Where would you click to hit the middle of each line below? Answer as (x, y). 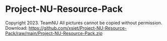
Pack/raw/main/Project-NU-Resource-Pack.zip (54, 33)
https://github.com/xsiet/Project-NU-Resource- (78, 28)
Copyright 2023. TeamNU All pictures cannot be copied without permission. (84, 23)
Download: (16, 28)
